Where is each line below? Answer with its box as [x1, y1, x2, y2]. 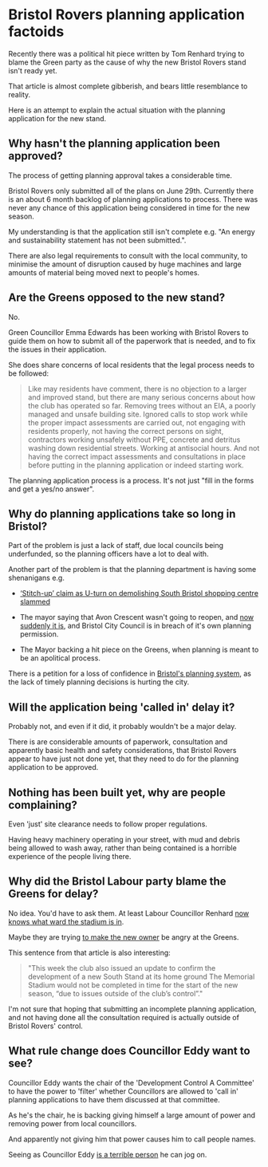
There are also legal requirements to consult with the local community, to [8, 250, 248, 260]
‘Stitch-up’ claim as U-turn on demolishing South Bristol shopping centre [19, 589, 259, 598]
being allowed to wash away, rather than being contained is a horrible [8, 843, 237, 853]
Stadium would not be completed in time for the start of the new [27, 980, 238, 990]
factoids [8, 22, 65, 41]
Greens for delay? [8, 887, 99, 901]
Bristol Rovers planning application [8, 6, 245, 24]
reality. [8, 89, 31, 99]
